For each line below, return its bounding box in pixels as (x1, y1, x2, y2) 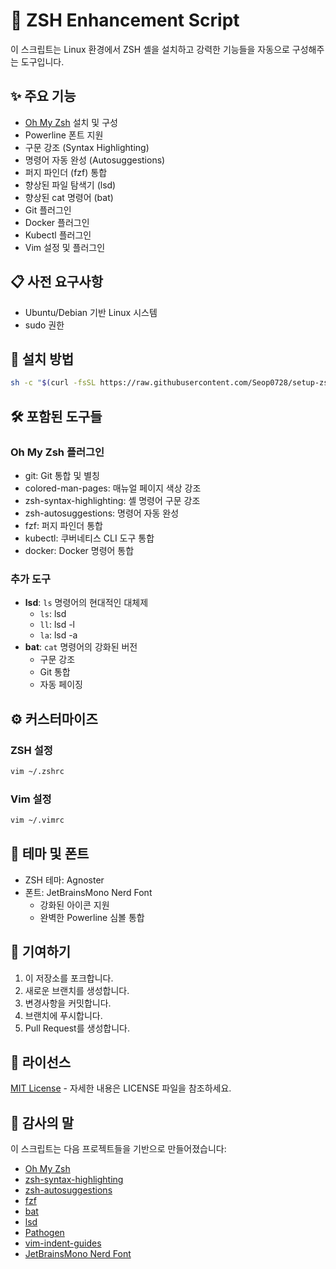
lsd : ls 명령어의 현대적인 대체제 (24, 597, 149, 609)
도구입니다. (20, 55, 65, 68)
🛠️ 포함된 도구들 (10, 408, 103, 425)
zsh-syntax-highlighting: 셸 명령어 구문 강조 (24, 494, 201, 506)
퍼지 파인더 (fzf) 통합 (24, 166, 108, 178)
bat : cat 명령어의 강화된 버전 (24, 641, 138, 653)
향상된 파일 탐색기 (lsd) (24, 179, 117, 191)
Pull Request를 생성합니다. (24, 1022, 130, 1034)
